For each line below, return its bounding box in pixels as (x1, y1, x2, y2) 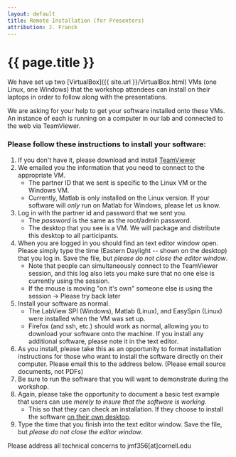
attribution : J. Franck (7, 23, 78, 31)
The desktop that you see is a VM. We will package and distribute (28, 223, 220, 232)
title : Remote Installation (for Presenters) (7, 17, 144, 24)
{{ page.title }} (7, 54, 95, 70)
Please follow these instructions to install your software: (7, 139, 206, 149)
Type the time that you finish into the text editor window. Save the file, (17, 420, 222, 429)
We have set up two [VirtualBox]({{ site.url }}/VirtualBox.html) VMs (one (7, 77, 217, 86)
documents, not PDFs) (17, 367, 84, 375)
